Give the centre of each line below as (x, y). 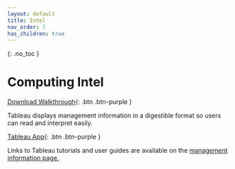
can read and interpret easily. (50, 123)
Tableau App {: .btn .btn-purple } (54, 137)
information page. (33, 158)
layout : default (31, 14)
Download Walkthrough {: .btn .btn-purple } (70, 102)
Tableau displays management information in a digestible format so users (114, 116)
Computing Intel (56, 82)
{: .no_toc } (23, 54)
